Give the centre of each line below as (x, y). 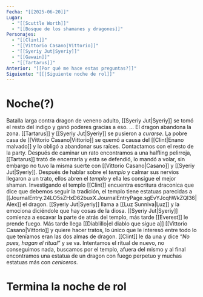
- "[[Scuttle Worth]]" (40, 23)
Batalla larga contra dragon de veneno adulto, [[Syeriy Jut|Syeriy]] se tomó (100, 121)
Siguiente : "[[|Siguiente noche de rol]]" (61, 74)
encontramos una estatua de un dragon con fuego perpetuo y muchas (94, 256)
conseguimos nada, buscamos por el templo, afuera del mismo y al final (96, 250)
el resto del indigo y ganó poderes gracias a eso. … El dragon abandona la (99, 127)
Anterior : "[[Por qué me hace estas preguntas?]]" (72, 68)
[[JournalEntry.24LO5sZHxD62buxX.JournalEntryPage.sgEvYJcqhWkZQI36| (101, 198)
